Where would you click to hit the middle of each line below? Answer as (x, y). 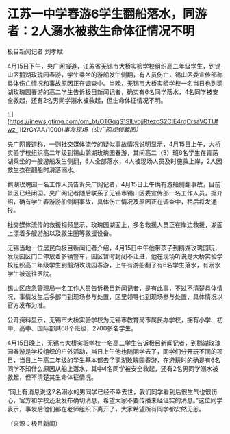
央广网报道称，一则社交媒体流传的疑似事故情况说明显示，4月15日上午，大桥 (114, 144)
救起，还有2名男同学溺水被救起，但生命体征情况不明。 (90, 100)
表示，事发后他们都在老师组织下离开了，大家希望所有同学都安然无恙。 (106, 409)
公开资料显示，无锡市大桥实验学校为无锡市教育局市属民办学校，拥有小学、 (112, 320)
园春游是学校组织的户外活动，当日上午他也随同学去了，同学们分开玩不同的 (112, 351)
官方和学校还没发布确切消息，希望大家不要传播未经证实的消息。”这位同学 (121, 400)
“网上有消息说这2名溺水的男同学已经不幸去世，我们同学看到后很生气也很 (109, 391)
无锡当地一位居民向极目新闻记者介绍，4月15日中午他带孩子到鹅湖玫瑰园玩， (114, 248)
